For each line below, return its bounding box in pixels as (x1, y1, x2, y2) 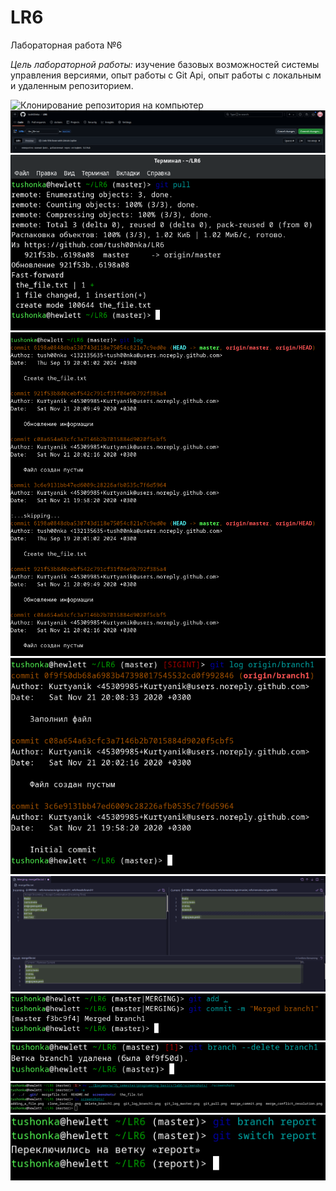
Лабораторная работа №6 (10, 39, 123, 51)
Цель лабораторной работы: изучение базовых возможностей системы (10, 58, 320, 70)
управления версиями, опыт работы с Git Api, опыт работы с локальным (10, 69, 322, 81)
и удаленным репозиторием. (10, 79, 134, 91)
